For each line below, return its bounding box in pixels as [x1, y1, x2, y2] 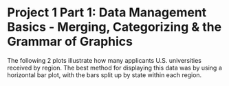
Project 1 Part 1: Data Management [7, 5, 207, 20]
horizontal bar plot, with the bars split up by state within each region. [7, 70, 202, 79]
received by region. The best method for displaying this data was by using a [7, 63, 222, 72]
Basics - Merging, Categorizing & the [7, 19, 222, 35]
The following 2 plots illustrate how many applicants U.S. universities [7, 56, 201, 64]
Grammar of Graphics [7, 34, 133, 49]
